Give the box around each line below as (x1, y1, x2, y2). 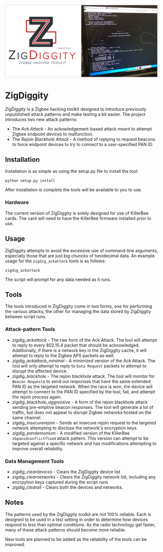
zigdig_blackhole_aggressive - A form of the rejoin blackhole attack (12, 399, 148, 405)
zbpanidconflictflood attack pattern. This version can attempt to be (12, 435, 149, 441)
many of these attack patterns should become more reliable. (5, 527, 126, 533)
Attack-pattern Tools (5, 326, 55, 333)
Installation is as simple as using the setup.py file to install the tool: (5, 168, 139, 174)
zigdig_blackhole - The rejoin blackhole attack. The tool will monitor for (12, 373, 155, 379)
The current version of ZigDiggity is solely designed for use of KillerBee (5, 210, 149, 216)
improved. (5, 541, 25, 547)
